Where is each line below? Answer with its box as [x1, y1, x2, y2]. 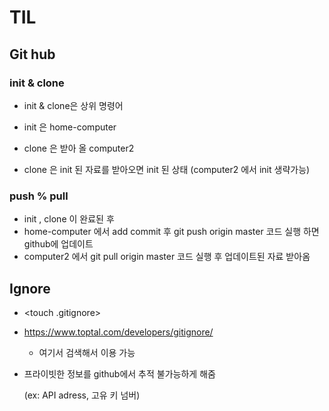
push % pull [9, 189, 69, 203]
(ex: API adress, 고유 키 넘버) [23, 389, 141, 401]
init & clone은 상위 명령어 [23, 99, 124, 111]
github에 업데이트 [23, 238, 94, 250]
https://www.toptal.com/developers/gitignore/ [23, 326, 214, 338]
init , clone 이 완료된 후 [23, 213, 115, 225]
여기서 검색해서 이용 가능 [38, 346, 136, 358]
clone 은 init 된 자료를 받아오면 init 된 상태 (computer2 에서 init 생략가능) [23, 163, 311, 175]
